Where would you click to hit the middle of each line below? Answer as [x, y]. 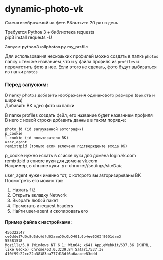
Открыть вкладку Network [39, 195]
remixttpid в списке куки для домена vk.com [51, 161]
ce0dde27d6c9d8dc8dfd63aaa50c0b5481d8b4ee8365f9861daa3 [63, 237]
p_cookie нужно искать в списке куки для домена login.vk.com [71, 156]
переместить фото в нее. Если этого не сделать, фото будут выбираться [81, 67]
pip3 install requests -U [29, 37]
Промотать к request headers [42, 206]
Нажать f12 [24, 190]
